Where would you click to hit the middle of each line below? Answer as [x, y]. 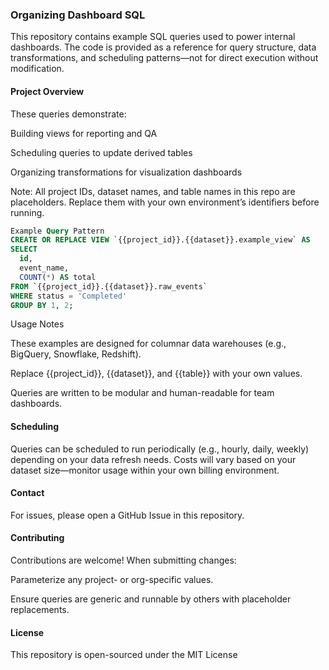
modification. [37, 69]
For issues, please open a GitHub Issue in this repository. [127, 515]
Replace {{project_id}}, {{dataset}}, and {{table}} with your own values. [156, 374]
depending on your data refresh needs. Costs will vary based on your [153, 459]
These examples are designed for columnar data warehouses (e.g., [148, 344]
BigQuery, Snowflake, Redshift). [76, 354]
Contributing [37, 538]
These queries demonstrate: [68, 114]
